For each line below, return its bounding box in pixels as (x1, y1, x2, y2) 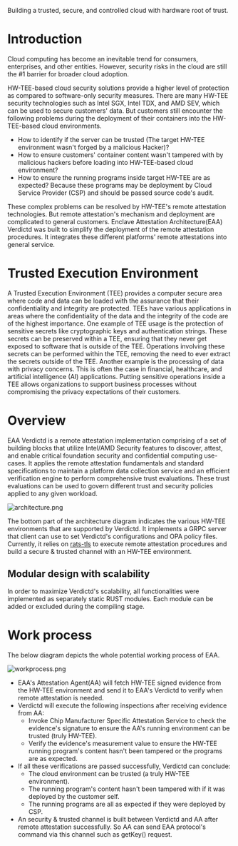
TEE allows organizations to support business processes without (7, 380, 197, 388)
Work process (7, 627, 93, 643)
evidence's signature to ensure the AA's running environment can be (28, 724, 230, 732)
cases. (7, 458, 27, 467)
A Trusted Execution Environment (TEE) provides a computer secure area (7, 288, 222, 297)
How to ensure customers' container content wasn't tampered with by (17, 150, 224, 159)
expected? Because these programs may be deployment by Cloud (17, 181, 212, 189)
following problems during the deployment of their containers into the (7, 114, 212, 122)
